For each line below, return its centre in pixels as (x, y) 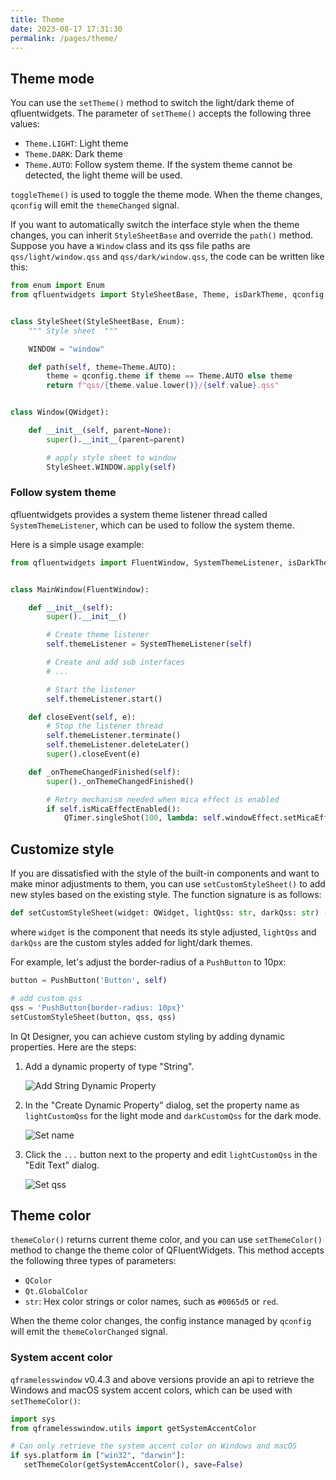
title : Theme (37, 19)
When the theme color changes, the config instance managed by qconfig (161, 1321)
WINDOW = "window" (66, 349)
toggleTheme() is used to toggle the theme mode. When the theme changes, (166, 195)
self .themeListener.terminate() (114, 736)
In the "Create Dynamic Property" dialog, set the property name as (162, 1105)
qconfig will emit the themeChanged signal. (95, 205)
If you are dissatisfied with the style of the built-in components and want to (165, 873)
